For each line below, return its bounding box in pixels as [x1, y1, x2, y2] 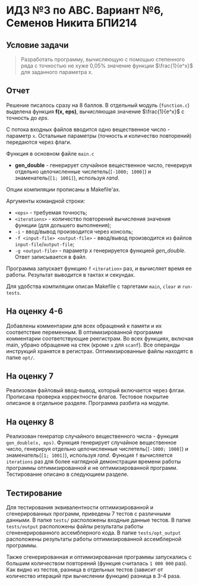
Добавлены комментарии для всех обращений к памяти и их [6, 322, 162, 329]
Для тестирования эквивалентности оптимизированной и [6, 504, 153, 511]
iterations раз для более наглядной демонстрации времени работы [6, 458, 181, 465]
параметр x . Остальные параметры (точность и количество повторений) [6, 132, 192, 139]
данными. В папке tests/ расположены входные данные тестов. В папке [6, 516, 191, 524]
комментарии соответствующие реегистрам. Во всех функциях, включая [6, 335, 194, 342]
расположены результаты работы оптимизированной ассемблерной [6, 536, 182, 543]
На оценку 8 [6, 417, 55, 427]
